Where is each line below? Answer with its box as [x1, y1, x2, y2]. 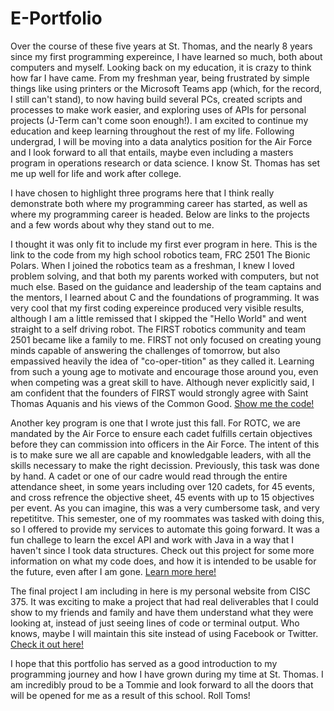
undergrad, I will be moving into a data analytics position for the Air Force [10, 135, 313, 147]
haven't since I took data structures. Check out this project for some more [10, 544, 315, 556]
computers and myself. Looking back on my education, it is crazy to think [10, 61, 312, 73]
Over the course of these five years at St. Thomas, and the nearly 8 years [10, 40, 313, 52]
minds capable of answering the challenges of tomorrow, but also [10, 344, 281, 356]
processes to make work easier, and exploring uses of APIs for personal [10, 103, 307, 116]
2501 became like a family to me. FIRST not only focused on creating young [10, 333, 322, 346]
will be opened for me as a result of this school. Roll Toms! [10, 689, 251, 701]
